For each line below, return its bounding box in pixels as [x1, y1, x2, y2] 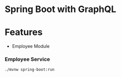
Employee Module [12, 43, 50, 49]
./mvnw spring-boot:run [5, 67, 55, 72]
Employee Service [5, 56, 50, 63]
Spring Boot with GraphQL [5, 4, 116, 15]
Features [5, 27, 43, 38]
